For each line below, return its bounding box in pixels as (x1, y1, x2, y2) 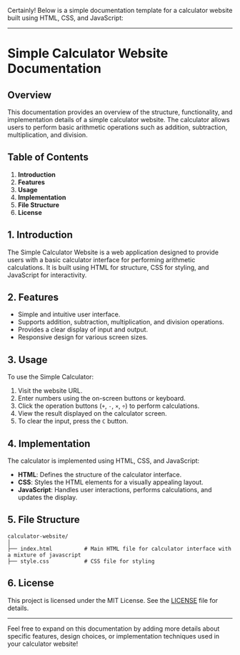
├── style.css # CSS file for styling (7, 557, 155, 565)
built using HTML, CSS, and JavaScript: (7, 14, 124, 22)
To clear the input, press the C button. (17, 417, 129, 426)
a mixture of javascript (7, 551, 81, 559)
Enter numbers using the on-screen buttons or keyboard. (17, 394, 186, 403)
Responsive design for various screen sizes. (17, 333, 148, 341)
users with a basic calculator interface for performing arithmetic (7, 255, 196, 264)
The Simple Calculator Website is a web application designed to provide (7, 248, 219, 256)
